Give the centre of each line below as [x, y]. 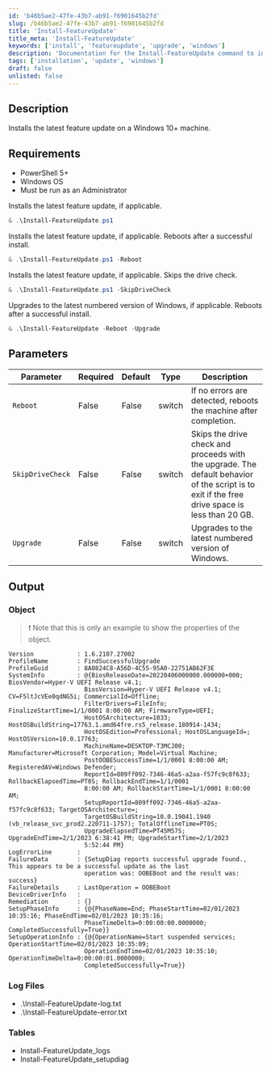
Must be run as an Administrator [73, 190]
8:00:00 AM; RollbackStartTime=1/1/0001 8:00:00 [167, 789]
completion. [213, 420]
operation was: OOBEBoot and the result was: [162, 874]
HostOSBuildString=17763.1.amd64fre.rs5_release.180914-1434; [115, 725]
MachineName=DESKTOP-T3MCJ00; [135, 746]
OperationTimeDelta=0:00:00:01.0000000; [77, 959]
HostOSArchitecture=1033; [128, 718]
